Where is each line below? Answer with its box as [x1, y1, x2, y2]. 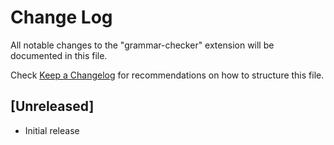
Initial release [24, 124, 80, 136]
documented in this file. [10, 49, 108, 61]
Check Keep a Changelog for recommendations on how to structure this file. [10, 69, 325, 81]
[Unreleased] [10, 98, 95, 115]
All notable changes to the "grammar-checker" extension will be [10, 39, 275, 51]
